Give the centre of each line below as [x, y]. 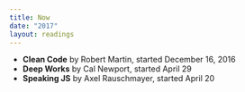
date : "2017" [34, 26]
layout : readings [42, 34]
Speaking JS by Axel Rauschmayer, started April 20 [118, 79]
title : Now [30, 17]
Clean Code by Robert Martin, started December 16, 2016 [129, 60]
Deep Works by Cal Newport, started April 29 [107, 69]
